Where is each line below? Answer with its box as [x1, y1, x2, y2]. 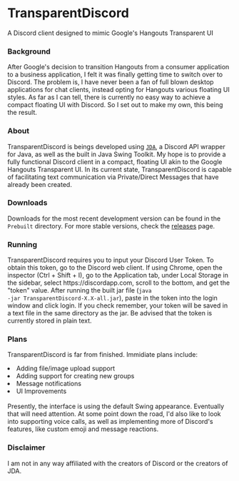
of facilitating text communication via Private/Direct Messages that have [7, 173, 219, 181]
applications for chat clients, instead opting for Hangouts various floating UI [7, 86, 230, 94]
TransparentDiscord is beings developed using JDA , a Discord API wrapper [7, 142, 226, 151]
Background [7, 46, 51, 56]
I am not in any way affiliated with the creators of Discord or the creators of [7, 459, 228, 467]
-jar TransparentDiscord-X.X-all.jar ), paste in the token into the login [7, 294, 218, 303]
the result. [7, 108, 38, 117]
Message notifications [16, 380, 82, 388]
